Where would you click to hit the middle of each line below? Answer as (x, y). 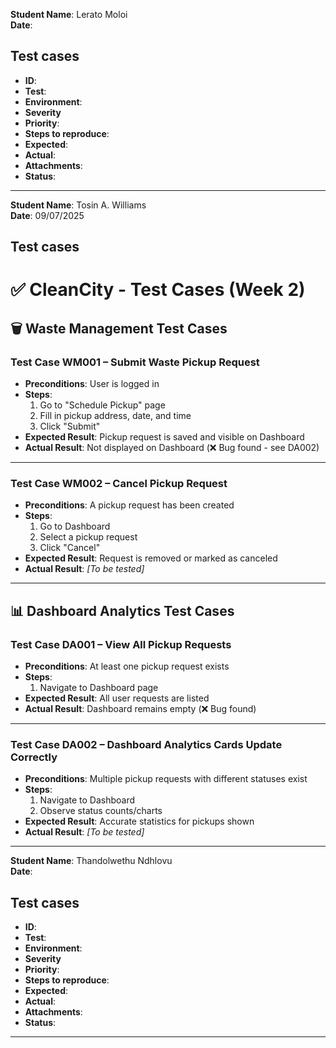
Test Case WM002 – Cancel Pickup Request (119, 483)
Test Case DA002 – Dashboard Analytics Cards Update (146, 744)
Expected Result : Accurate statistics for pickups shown (139, 821)
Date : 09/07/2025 (47, 215)
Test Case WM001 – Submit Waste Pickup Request (135, 362)
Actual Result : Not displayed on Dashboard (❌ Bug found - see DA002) (172, 448)
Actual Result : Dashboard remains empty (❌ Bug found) (140, 709)
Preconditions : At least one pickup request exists (127, 666)
